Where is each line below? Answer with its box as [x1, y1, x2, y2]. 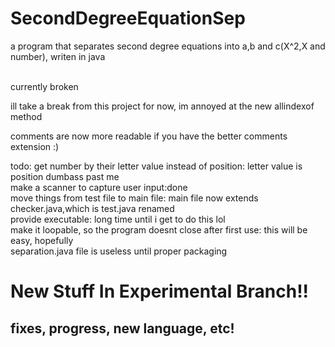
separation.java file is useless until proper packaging [10, 245, 228, 257]
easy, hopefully [10, 234, 74, 246]
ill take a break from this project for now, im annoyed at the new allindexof [10, 100, 315, 112]
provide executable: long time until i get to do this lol [10, 213, 226, 225]
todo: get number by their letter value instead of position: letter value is [10, 160, 303, 172]
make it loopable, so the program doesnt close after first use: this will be [10, 223, 308, 236]
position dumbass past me [10, 170, 120, 182]
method [10, 110, 43, 122]
